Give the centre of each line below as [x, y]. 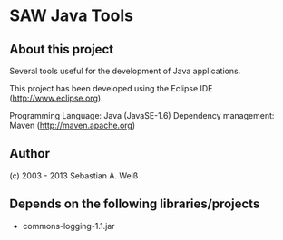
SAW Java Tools [72, 16]
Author [29, 154]
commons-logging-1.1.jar [68, 226]
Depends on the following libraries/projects [135, 204]
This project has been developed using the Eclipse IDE [111, 88]
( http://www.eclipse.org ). [56, 98]
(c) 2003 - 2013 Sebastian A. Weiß [74, 175]
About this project [62, 49]
